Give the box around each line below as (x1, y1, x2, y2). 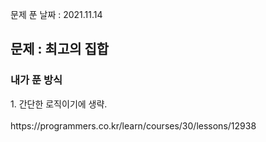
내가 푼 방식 (10, 73, 63, 87)
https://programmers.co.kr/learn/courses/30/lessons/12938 (10, 119, 257, 132)
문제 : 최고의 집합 (10, 41, 110, 58)
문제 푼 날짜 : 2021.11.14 (10, 9, 103, 20)
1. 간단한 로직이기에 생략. (10, 98, 108, 110)
